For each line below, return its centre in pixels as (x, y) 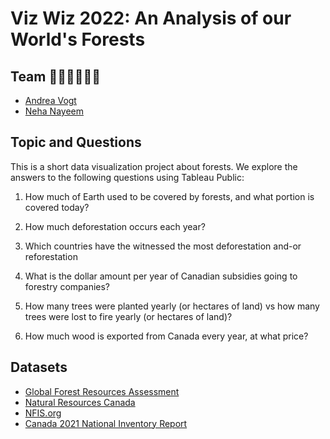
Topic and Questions (76, 142)
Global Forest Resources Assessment (102, 391)
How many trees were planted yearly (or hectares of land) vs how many (172, 306)
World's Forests (78, 39)
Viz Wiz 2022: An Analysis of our (151, 18)
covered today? (57, 207)
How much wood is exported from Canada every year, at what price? (166, 336)
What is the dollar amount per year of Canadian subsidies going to (161, 276)
